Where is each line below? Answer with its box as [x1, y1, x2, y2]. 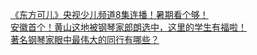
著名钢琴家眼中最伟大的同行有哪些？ [10, 34, 160, 45]
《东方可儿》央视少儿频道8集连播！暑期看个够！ [10, 9, 209, 20]
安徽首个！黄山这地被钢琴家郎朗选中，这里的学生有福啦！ [10, 21, 247, 33]
